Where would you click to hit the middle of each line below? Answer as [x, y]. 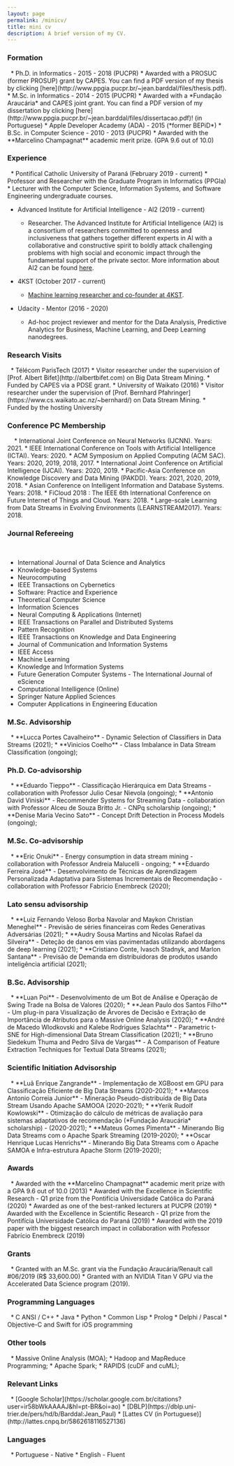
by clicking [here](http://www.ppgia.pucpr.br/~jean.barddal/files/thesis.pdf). [117, 88]
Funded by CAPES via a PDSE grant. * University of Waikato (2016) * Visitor [116, 385]
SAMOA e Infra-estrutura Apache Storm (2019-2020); [85, 1150]
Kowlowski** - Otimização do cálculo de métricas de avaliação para [105, 1113]
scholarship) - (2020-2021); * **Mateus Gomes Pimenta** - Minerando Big [116, 1128]
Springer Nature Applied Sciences [66, 696]
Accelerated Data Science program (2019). [69, 1284]
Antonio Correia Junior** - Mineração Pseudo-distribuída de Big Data [107, 1098]
